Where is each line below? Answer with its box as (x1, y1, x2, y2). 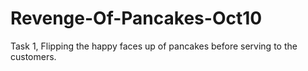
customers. (10, 50, 57, 62)
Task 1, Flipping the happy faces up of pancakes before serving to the (10, 40, 298, 52)
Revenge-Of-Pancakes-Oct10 (10, 7, 263, 30)
